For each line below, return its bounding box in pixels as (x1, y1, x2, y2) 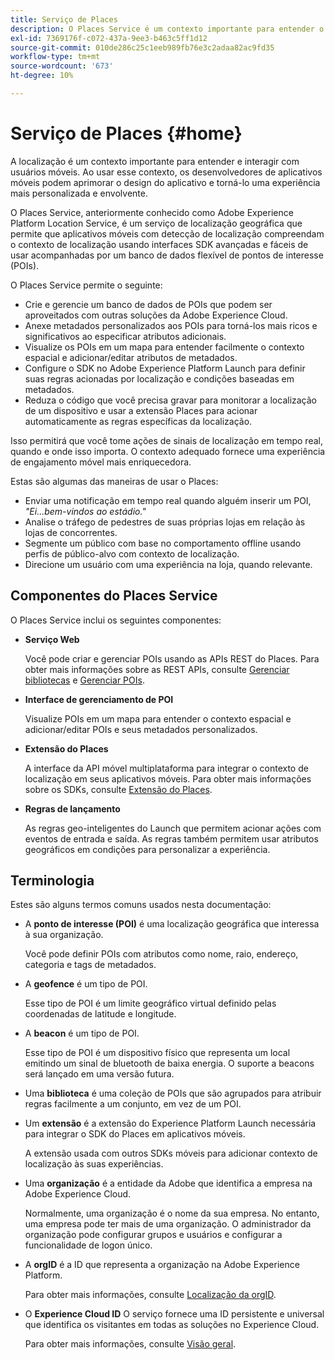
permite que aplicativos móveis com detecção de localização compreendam (10, 227, 325, 240)
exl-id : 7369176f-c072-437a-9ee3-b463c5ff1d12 (10, 33, 208, 43)
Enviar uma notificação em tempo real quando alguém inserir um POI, (24, 494, 312, 506)
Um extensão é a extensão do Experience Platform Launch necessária (24, 1117, 317, 1130)
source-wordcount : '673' (10, 61, 114, 71)
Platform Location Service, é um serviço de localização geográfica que (10, 217, 303, 229)
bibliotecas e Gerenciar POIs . (24, 674, 145, 686)
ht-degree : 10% (10, 71, 74, 81)
